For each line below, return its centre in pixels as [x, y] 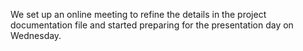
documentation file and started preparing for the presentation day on [152, 25]
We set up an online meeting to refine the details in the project [138, 14]
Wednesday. [36, 35]
